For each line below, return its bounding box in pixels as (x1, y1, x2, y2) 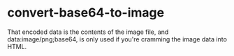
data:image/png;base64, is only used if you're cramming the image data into (7, 35, 227, 43)
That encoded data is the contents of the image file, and (7, 28, 169, 36)
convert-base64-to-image (7, 5, 165, 21)
